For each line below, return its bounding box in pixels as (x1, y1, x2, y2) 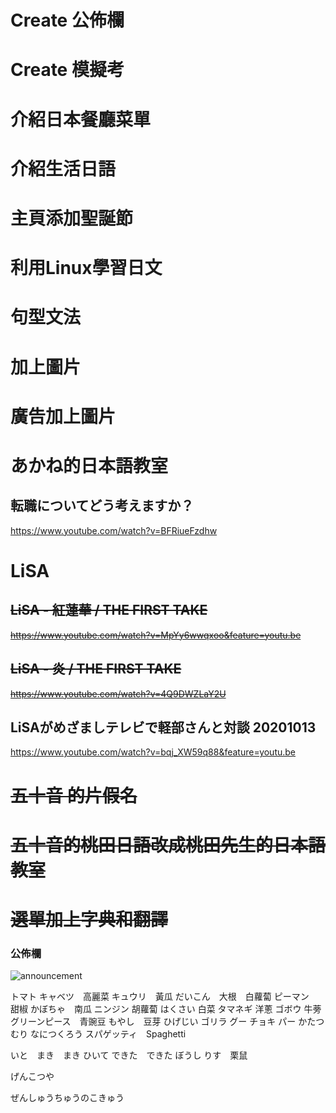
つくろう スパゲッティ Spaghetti (47, 1028, 187, 1040)
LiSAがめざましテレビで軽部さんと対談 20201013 (10, 719, 317, 736)
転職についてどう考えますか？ (10, 497, 195, 515)
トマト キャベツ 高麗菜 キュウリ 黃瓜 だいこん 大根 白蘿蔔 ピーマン (10, 991, 310, 1003)
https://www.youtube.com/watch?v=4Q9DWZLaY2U (10, 687, 227, 700)
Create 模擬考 (10, 59, 125, 81)
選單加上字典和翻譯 (10, 908, 169, 931)
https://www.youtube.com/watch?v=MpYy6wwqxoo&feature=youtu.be (10, 629, 302, 641)
